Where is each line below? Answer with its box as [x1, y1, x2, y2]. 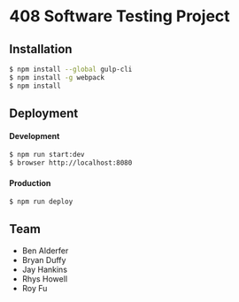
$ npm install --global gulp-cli [9, 65, 133, 74]
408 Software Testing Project [9, 6, 230, 27]
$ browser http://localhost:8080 [9, 159, 133, 167]
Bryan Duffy [21, 254, 66, 265]
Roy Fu [21, 283, 48, 293]
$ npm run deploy [9, 197, 73, 206]
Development [9, 130, 60, 141]
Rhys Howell [21, 273, 68, 284]
